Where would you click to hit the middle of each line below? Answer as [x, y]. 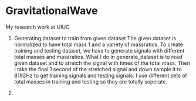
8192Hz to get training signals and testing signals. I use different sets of [100, 75]
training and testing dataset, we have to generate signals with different [99, 50]
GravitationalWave [52, 11]
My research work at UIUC [38, 27]
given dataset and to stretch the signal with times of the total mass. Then [102, 63]
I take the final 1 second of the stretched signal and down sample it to [98, 69]
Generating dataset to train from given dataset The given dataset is [95, 38]
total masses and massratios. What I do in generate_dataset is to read [98, 57]
